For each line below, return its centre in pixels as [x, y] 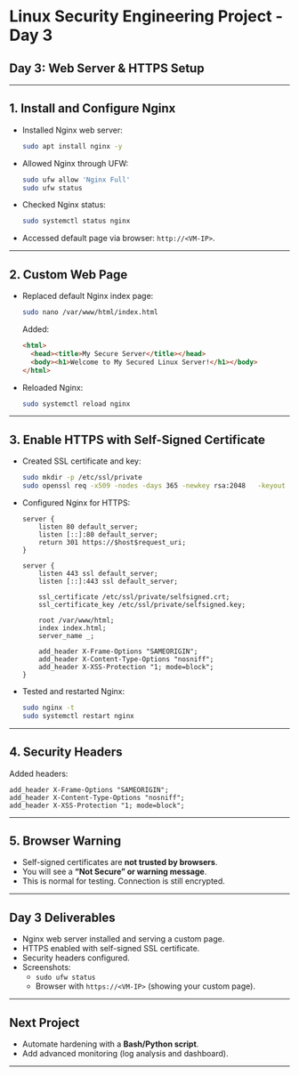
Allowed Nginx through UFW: [75, 163]
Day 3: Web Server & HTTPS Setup [107, 68]
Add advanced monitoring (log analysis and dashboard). [125, 1053]
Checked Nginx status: [64, 205]
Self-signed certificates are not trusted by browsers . [120, 862]
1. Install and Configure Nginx [93, 109]
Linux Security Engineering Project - [146, 16]
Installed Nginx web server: [72, 130]
